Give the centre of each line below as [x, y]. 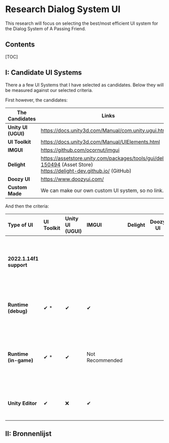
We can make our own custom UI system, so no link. [102, 190]
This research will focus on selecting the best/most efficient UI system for [82, 23]
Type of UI [20, 225]
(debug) [18, 311]
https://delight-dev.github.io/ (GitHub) [86, 171]
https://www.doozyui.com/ [72, 179]
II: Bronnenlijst [28, 434]
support [18, 265]
